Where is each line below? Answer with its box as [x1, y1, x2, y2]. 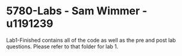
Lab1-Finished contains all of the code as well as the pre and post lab [6, 36, 176, 43]
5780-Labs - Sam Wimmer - [6, 4, 147, 18]
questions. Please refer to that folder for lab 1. [6, 43, 119, 50]
